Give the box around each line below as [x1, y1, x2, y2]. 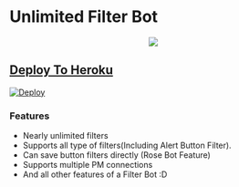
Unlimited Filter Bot [9, 6, 158, 27]
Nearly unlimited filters [22, 130, 109, 141]
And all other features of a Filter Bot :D [22, 169, 168, 180]
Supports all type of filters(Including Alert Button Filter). [22, 140, 232, 151]
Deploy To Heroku [9, 62, 114, 78]
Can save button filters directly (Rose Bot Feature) [22, 150, 212, 161]
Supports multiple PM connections [22, 160, 153, 171]
